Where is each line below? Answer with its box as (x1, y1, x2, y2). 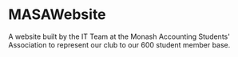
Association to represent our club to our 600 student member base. (8, 40, 231, 49)
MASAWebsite (8, 6, 106, 24)
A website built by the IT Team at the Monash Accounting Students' (8, 32, 230, 41)
